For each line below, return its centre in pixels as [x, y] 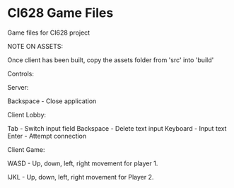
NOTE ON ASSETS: [35, 46]
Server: [18, 87]
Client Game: [26, 149]
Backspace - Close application [52, 101]
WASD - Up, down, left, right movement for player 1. [83, 163]
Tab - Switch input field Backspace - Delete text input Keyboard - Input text [117, 128]
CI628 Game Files [60, 13]
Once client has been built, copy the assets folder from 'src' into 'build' [111, 60]
